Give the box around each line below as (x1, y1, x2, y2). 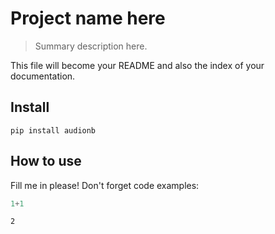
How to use (10, 153, 82, 170)
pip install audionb (10, 125, 97, 136)
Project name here (10, 7, 166, 30)
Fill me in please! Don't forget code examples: (10, 179, 200, 191)
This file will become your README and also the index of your (10, 59, 265, 71)
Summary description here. (34, 40, 148, 52)
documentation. (10, 70, 76, 82)
